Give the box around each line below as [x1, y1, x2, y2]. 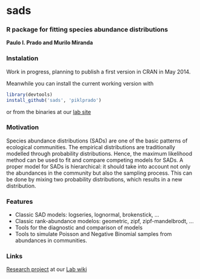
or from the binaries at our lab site [6, 108, 92, 115]
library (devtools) [6, 92, 53, 98]
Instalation [6, 54, 39, 62]
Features [6, 197, 33, 206]
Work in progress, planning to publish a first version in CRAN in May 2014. [6, 68, 191, 75]
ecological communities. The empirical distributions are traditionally [6, 143, 176, 150]
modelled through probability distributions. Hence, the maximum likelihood [6, 150, 193, 157]
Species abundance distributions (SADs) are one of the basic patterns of [6, 137, 188, 144]
